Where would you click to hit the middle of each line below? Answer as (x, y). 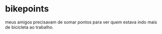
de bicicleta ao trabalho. (29, 27)
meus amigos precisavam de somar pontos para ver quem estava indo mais (81, 22)
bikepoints (27, 9)
